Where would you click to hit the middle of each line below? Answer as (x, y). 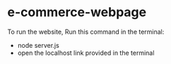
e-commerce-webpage (77, 12)
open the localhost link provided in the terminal (86, 53)
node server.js (39, 45)
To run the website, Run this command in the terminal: (86, 32)
